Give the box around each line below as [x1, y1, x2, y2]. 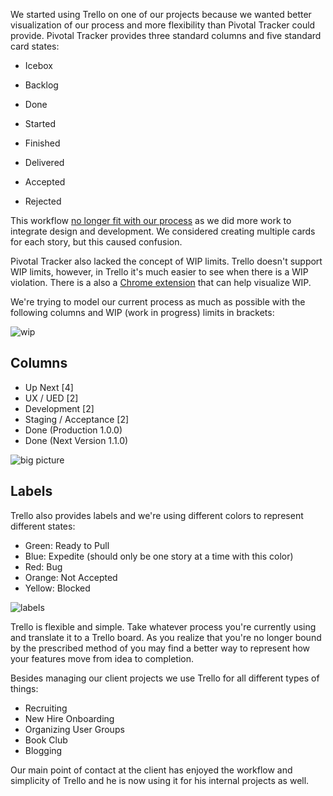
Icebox [24, 60, 54, 71]
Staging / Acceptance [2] [24, 413, 130, 425]
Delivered [24, 157, 65, 168]
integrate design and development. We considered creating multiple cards [10, 225, 316, 237]
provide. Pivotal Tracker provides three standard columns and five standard [10, 30, 322, 41]
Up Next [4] [24, 381, 74, 393]
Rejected [24, 195, 62, 207]
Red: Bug [24, 560, 63, 573]
